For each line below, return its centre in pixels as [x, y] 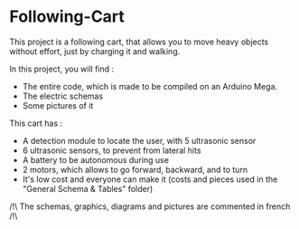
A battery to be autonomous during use [96, 159]
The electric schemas [63, 96]
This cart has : [36, 123]
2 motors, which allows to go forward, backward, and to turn [135, 169]
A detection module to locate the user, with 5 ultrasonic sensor [139, 140]
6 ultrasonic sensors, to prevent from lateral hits [112, 150]
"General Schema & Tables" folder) [88, 188]
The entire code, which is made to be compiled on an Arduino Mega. [150, 86]
